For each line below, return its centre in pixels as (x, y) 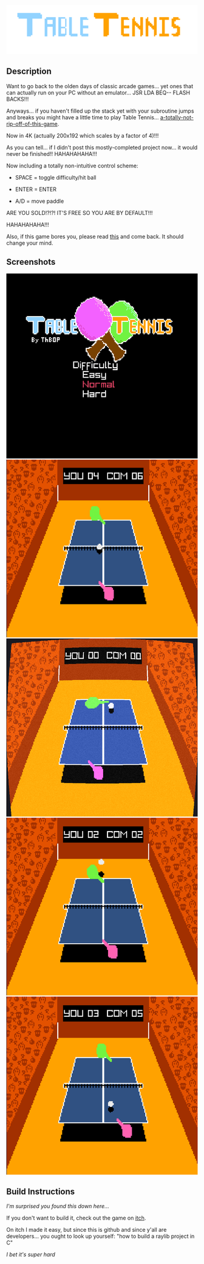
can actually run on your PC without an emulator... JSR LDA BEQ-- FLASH (98, 93)
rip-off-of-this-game (32, 124)
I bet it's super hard (31, 1255)
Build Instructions (41, 1191)
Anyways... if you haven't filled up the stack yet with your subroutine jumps (100, 111)
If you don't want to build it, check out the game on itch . (76, 1218)
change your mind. (30, 243)
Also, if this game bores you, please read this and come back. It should (95, 236)
